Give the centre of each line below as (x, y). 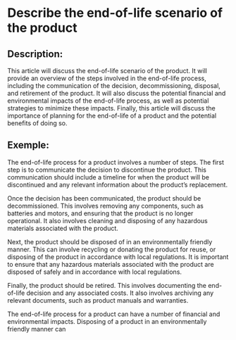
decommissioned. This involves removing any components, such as (106, 206)
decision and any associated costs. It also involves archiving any (120, 293)
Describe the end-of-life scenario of (115, 13)
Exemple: (28, 145)
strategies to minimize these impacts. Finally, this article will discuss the (112, 108)
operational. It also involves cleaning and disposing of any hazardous (107, 220)
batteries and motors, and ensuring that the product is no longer (100, 213)
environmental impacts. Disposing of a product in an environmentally (107, 321)
